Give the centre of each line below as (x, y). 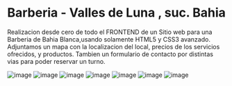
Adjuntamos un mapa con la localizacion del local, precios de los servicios (114, 46)
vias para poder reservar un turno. (56, 61)
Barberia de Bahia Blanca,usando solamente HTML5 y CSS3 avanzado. (109, 39)
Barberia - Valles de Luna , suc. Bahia (116, 13)
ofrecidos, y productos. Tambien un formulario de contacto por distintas (110, 54)
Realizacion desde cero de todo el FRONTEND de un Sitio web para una (110, 32)
